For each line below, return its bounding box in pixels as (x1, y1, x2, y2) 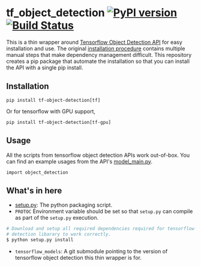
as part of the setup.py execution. (14, 214, 99, 222)
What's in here (6, 186, 62, 196)
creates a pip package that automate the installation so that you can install (6, 57, 190, 65)
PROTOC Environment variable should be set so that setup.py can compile (14, 208, 193, 215)
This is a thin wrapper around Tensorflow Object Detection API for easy (6, 38, 183, 45)
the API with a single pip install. (6, 63, 83, 71)
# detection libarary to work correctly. (6, 231, 112, 238)
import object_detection (6, 169, 68, 175)
